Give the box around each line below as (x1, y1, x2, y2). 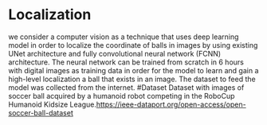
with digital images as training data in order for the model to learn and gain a (8, 65, 259, 75)
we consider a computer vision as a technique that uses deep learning (8, 32, 239, 41)
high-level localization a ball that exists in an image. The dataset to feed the (8, 74, 257, 84)
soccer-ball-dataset (8, 107, 73, 117)
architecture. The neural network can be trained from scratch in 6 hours (8, 57, 245, 67)
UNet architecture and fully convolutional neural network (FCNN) (8, 49, 222, 58)
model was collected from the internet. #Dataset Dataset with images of (8, 82, 245, 92)
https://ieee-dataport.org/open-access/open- (96, 100, 246, 109)
